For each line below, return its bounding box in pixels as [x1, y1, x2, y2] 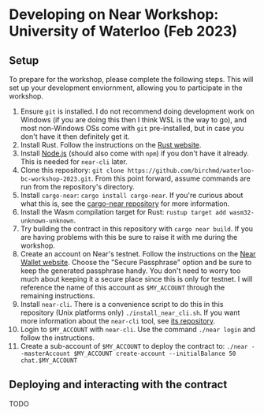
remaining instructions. [20, 291, 95, 301]
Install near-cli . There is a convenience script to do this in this [20, 300, 224, 308]
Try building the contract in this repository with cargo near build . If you [20, 224, 254, 234]
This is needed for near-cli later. [20, 157, 128, 166]
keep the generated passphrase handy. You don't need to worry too [20, 266, 241, 275]
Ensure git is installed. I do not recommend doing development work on [20, 107, 255, 116]
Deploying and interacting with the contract [9, 378, 228, 391]
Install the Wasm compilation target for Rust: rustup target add [20, 207, 227, 216]
